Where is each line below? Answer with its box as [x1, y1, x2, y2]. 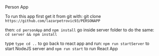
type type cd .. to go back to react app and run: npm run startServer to [5, 41, 150, 46]
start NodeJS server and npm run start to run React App [5, 46, 118, 51]
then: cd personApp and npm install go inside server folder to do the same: [5, 27, 155, 33]
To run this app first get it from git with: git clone [5, 14, 101, 19]
